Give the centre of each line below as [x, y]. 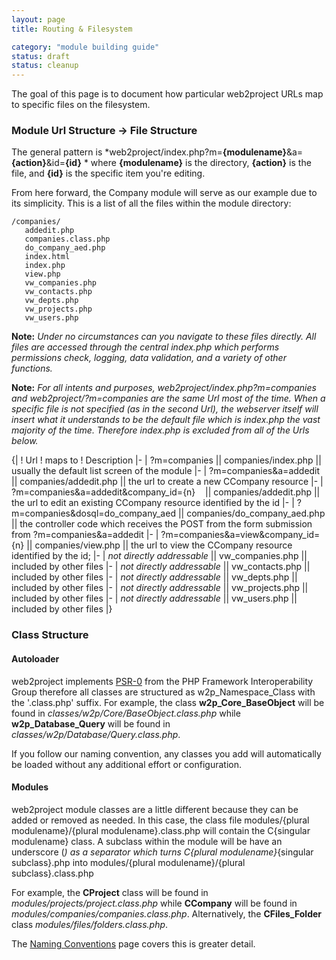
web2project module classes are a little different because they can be [155, 809]
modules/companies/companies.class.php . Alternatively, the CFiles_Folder [166, 913]
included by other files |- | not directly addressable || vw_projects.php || [160, 588]
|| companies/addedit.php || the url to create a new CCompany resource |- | [167, 482]
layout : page [38, 19]
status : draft [41, 56]
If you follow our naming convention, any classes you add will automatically [166, 753]
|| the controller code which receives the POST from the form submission [162, 524]
